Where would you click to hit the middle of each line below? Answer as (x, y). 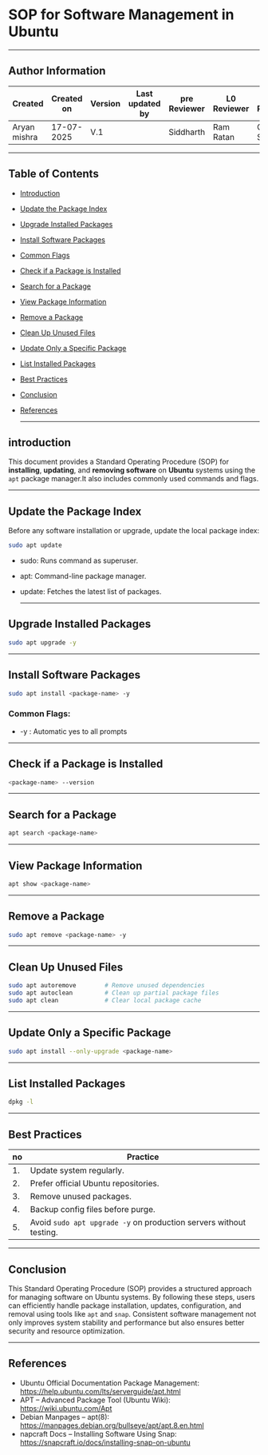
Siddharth (187, 132)
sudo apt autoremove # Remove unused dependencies (106, 986)
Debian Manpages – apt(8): (65, 1417)
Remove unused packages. (81, 1197)
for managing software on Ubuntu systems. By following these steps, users (132, 1297)
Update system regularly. (77, 1170)
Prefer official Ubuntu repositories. (95, 1183)
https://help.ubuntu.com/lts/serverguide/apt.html (100, 1391)
